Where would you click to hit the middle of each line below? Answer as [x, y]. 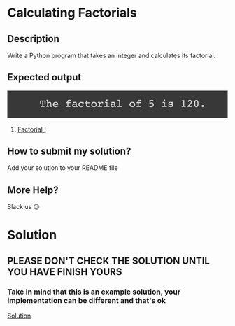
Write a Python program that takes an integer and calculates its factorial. [112, 55]
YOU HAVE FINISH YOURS [65, 272]
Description [33, 39]
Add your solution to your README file [63, 168]
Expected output [44, 77]
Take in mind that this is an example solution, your [94, 292]
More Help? [33, 190]
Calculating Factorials [72, 13]
